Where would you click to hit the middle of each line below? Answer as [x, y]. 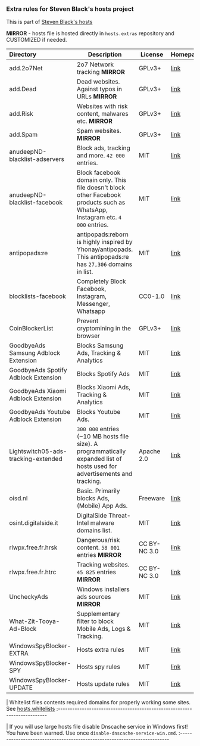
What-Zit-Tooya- [35, 621]
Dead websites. [98, 82]
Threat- [119, 516]
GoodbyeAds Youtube [40, 412]
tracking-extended [36, 459]
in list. [85, 272]
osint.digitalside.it [34, 523]
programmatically [101, 451]
